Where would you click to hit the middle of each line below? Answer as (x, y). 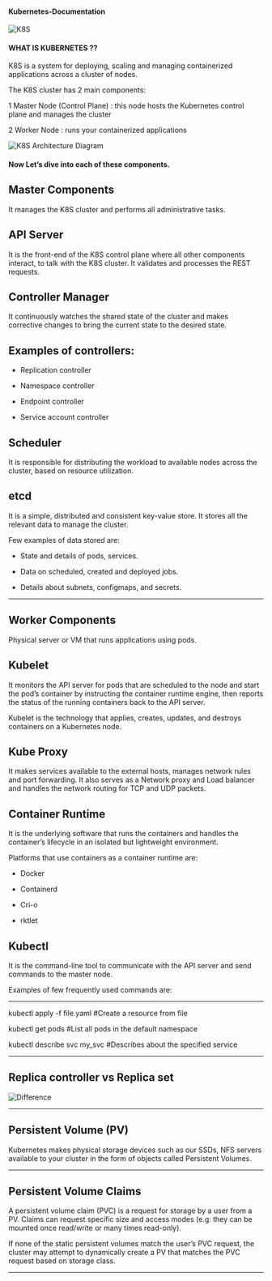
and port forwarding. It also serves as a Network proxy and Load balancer (132, 780)
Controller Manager (59, 297)
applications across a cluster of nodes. (73, 75)
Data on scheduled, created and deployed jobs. (99, 571)
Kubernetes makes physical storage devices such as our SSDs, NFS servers (135, 1150)
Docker (32, 873)
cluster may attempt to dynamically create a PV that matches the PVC (124, 1253)
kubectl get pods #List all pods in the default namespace (103, 1028)
